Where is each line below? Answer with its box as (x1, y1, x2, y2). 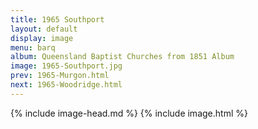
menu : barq (10, 42, 56, 53)
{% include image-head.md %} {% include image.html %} (10, 107, 248, 119)
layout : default (10, 24, 78, 34)
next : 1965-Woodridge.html (10, 80, 123, 90)
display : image (10, 33, 74, 43)
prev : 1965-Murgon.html (10, 71, 110, 81)
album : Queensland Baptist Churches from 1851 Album (10, 52, 235, 62)
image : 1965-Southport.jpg (10, 61, 123, 71)
